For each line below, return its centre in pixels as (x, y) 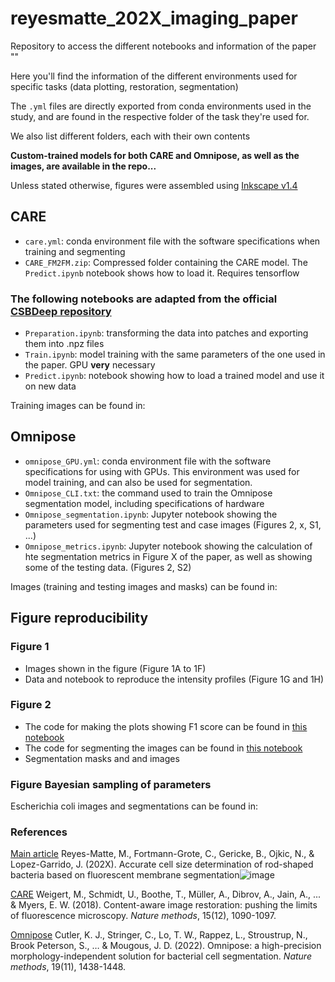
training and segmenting (75, 251)
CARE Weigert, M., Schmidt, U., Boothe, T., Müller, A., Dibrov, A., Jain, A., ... (166, 894)
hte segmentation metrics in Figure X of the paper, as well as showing (168, 556)
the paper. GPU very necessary (90, 365)
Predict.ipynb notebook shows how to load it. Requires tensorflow (162, 273)
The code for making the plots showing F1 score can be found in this (166, 726)
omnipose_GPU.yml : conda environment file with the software (148, 461)
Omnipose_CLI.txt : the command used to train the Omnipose (148, 493)
